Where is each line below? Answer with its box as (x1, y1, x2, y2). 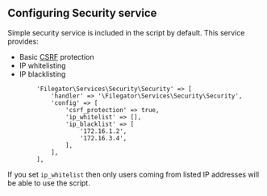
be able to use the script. (7, 177, 90, 188)
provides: (7, 36, 40, 46)
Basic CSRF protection (19, 52, 94, 61)
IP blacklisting (19, 69, 66, 79)
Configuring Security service (7, 6, 157, 20)
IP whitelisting (19, 60, 66, 70)
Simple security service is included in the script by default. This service (7, 27, 245, 37)
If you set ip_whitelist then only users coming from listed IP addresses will (7, 169, 260, 179)
